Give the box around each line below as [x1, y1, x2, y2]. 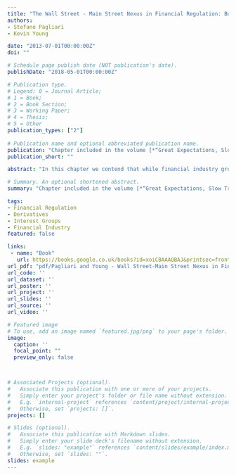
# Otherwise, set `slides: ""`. [7, 450, 109, 457]
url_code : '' [7, 269, 46, 277]
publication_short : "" [7, 153, 74, 160]
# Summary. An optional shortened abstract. [7, 179, 140, 186]
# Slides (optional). [7, 424, 71, 431]
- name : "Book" [10, 250, 55, 257]
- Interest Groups [7, 217, 61, 224]
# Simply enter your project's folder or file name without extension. [7, 392, 228, 399]
